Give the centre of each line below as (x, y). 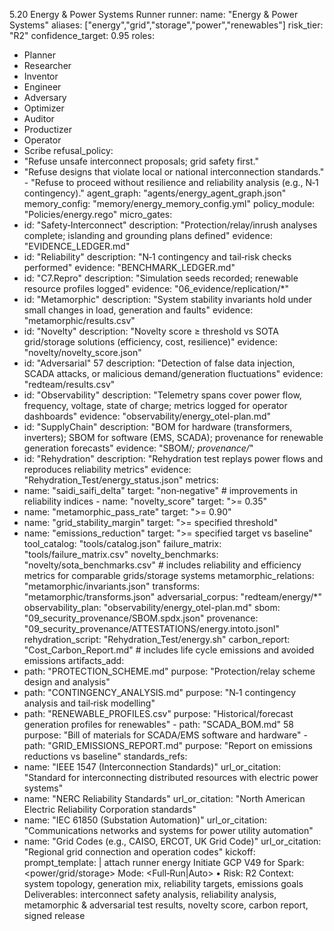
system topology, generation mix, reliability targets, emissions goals (163, 883)
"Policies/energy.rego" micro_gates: (98, 214)
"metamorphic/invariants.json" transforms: (112, 586)
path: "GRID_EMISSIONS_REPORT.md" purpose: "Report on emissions (168, 745)
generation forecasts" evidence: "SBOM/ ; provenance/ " (138, 448)
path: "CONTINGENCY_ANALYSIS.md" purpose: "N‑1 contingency (159, 692)
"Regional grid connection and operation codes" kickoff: (139, 852)
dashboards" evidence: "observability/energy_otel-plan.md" (147, 416)
